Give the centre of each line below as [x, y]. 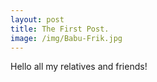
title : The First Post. [60, 29]
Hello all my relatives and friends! [79, 67]
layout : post [37, 19]
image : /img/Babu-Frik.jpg [66, 38]
